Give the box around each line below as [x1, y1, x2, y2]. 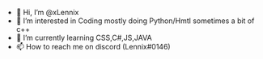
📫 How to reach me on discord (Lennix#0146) [15, 42, 172, 51]
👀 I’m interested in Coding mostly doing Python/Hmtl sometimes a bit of [15, 16, 255, 26]
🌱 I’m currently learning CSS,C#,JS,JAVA [15, 33, 152, 42]
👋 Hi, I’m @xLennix [15, 8, 79, 17]
